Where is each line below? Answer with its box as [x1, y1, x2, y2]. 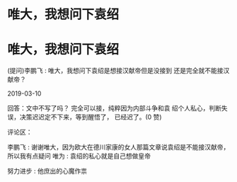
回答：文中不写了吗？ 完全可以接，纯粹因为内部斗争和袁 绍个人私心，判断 [7, 104, 221, 113]
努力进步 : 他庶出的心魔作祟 [7, 167, 87, 176]
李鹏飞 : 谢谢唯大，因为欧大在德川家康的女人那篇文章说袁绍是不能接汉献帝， [7, 143, 230, 152]
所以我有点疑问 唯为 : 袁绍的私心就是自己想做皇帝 [7, 152, 151, 160]
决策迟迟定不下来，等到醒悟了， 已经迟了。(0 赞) [19, 113, 162, 121]
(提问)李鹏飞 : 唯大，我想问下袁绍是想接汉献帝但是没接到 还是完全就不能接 [7, 67, 224, 75]
